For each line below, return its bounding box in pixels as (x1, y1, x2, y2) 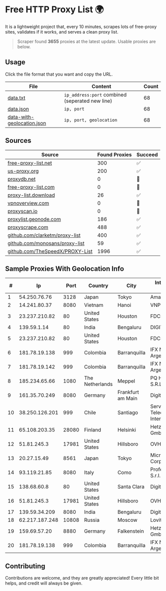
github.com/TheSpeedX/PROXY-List (7, 248, 93, 254)
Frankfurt (117, 389, 139, 396)
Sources (5, 136, 32, 145)
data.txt (7, 94, 26, 101)
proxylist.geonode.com (7, 215, 61, 222)
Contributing (5, 562, 45, 570)
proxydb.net (7, 175, 36, 182)
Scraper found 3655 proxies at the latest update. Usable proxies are (17, 38, 156, 44)
